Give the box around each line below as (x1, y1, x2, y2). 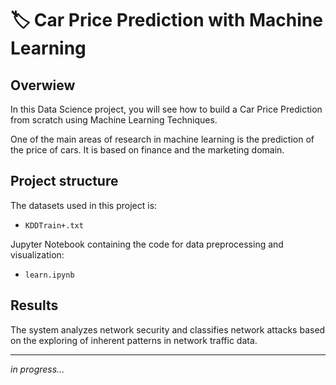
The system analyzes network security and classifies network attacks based (10, 323, 326, 336)
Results (10, 297, 59, 314)
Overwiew (10, 77, 76, 94)
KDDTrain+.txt (24, 220, 84, 231)
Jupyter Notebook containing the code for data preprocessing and (10, 238, 284, 250)
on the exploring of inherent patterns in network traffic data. (10, 334, 258, 346)
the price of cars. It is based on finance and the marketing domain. (10, 144, 285, 156)
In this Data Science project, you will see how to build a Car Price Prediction (10, 103, 323, 115)
